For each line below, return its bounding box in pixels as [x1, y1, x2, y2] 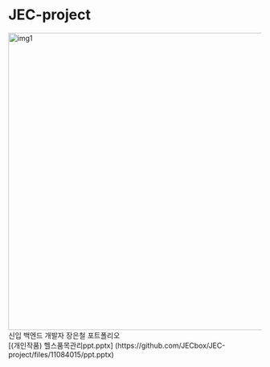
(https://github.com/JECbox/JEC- [115, 340, 226, 350]
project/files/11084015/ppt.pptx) [8, 349, 114, 359]
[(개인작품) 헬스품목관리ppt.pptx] [8, 340, 114, 350]
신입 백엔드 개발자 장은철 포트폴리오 [8, 330, 121, 340]
